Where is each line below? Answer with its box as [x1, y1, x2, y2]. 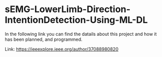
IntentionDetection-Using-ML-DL [5, 14, 148, 26]
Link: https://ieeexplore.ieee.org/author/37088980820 [5, 46, 119, 52]
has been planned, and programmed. [5, 36, 83, 42]
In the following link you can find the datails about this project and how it [5, 31, 157, 37]
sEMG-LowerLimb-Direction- [5, 4, 131, 15]
